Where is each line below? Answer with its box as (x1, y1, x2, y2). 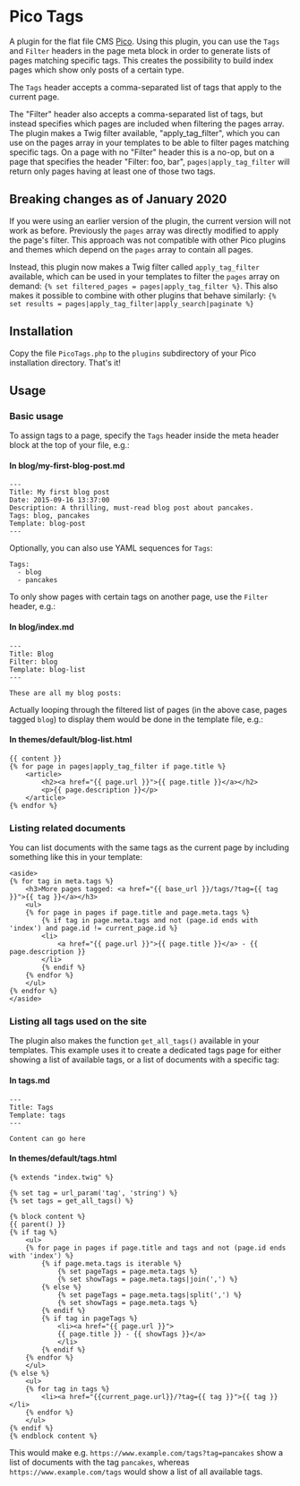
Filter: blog (9, 657, 58, 666)
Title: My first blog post (9, 488, 110, 497)
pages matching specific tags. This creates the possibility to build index (9, 55, 274, 65)
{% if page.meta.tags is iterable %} (41, 1258, 182, 1268)
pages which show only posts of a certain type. (9, 64, 184, 75)
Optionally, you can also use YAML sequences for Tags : (9, 543, 213, 554)
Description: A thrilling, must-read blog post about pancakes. (9, 503, 254, 512)
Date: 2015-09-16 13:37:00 (9, 495, 110, 505)
